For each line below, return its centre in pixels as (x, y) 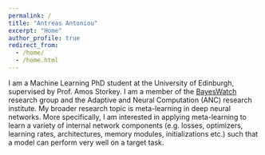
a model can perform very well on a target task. (86, 142)
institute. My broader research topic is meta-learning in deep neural (120, 108)
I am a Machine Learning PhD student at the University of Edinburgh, (121, 83)
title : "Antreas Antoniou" (53, 23)
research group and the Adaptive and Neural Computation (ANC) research (131, 100)
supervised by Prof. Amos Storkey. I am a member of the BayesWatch (123, 91)
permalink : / (30, 16)
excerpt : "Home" (35, 30)
